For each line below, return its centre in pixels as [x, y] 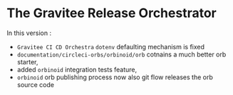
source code [36, 84]
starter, [27, 61]
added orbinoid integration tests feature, [77, 69]
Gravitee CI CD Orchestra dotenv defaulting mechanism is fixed [110, 46]
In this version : [29, 33]
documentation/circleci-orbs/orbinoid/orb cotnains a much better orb [121, 54]
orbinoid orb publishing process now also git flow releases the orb [115, 77]
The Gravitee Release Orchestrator [112, 13]
